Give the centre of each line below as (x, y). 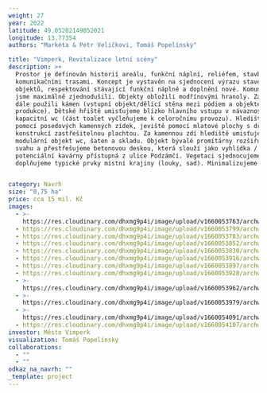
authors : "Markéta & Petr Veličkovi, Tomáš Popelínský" (103, 45)
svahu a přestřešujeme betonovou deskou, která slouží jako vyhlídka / (137, 148)
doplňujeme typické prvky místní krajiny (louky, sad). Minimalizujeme (137, 163)
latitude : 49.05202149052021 (56, 30)
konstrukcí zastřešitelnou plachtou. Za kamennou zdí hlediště (122, 134)
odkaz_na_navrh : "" (41, 370)
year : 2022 (26, 23)
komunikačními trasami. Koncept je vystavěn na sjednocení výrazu (128, 82)
